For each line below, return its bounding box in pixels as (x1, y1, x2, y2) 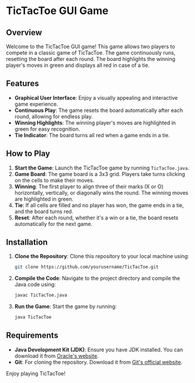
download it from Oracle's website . (14, 352, 99, 359)
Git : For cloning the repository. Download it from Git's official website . (14, 358, 183, 365)
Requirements (6, 330, 58, 341)
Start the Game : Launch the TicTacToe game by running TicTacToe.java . (14, 164, 190, 171)
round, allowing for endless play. (14, 113, 93, 120)
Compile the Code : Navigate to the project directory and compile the (14, 274, 180, 282)
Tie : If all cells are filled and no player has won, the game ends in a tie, (14, 201, 184, 209)
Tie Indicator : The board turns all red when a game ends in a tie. (14, 131, 170, 138)
